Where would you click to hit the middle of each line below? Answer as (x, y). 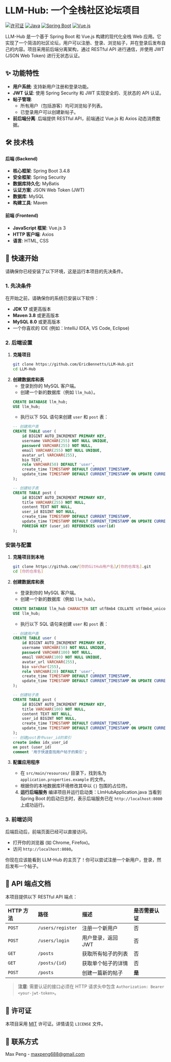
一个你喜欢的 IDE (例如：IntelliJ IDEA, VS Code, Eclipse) (71, 328)
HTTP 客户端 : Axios (33, 234)
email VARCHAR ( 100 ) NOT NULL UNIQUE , (62, 657)
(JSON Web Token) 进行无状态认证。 (44, 55)
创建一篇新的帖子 (103, 973)
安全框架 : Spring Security (39, 177)
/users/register (58, 928)
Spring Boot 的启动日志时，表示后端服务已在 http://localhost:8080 (91, 799)
